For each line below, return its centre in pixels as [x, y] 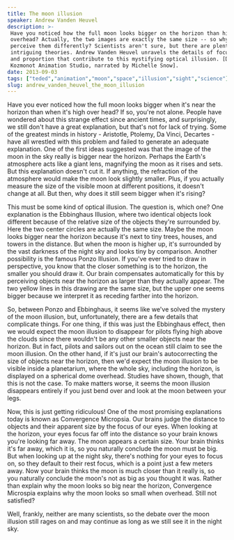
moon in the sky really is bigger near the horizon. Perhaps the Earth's [107, 157]
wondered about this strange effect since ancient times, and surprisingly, [112, 120]
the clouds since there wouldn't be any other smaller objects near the [107, 339]
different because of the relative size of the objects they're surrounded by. [114, 222]
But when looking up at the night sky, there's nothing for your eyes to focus [115, 456]
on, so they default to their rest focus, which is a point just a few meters [110, 463]
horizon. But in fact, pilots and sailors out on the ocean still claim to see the [115, 346]
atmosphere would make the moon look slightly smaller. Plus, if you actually [116, 179]
